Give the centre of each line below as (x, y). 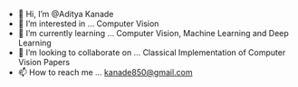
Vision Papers (44, 62)
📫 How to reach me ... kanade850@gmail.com (105, 72)
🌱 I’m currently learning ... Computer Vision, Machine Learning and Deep (154, 33)
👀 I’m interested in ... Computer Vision (88, 24)
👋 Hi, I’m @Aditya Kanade (66, 14)
